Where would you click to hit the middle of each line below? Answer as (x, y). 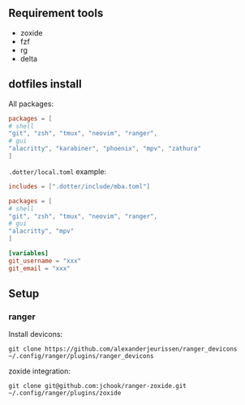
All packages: (31, 104)
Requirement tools (56, 13)
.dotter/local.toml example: (58, 171)
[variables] (28, 254)
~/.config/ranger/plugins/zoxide (65, 393)
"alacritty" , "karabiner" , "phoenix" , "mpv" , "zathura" (105, 149)
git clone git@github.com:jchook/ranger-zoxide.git (97, 386)
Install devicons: (36, 335)
